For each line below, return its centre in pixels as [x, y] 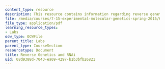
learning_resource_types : [31, 28]
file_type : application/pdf [34, 23]
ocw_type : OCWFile [24, 37]
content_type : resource [29, 9]
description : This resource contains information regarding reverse [77, 14]
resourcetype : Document [29, 50]
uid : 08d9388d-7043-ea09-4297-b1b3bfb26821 [50, 59]
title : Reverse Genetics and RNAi [41, 55]
